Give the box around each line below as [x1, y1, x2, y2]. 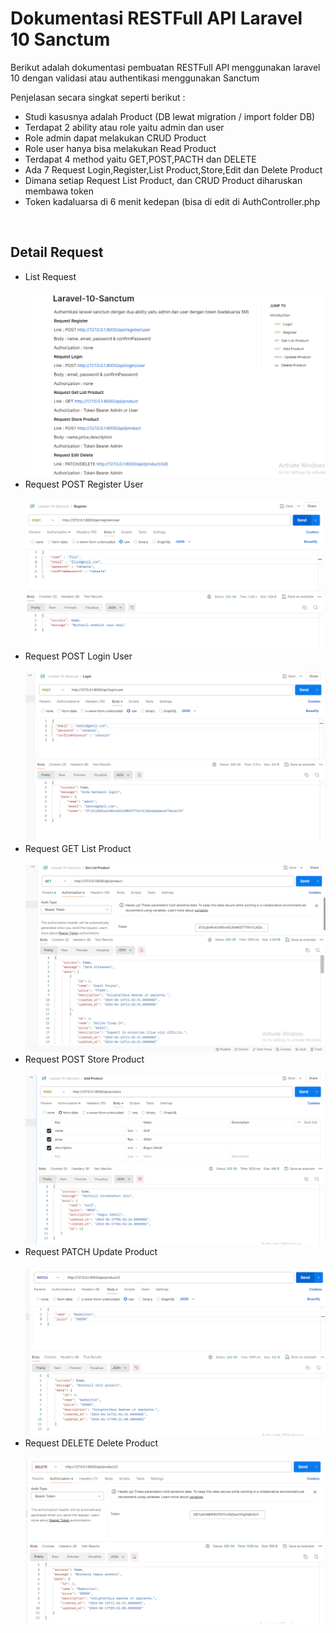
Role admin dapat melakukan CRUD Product [24, 132, 207, 144]
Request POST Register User [24, 478, 144, 490]
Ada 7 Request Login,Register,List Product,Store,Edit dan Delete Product [24, 163, 323, 176]
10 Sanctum [10, 28, 111, 51]
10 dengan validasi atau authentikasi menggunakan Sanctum [10, 72, 260, 84]
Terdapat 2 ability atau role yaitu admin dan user [24, 121, 225, 133]
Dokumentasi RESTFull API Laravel [10, 7, 303, 30]
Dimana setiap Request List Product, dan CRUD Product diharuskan [24, 174, 303, 186]
